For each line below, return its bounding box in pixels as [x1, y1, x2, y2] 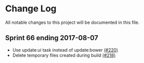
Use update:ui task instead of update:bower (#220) [12, 47, 118, 53]
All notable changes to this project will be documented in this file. [5, 19, 140, 25]
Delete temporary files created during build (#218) [12, 52, 116, 58]
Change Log [5, 3, 56, 14]
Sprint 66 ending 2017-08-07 [5, 34, 98, 42]
